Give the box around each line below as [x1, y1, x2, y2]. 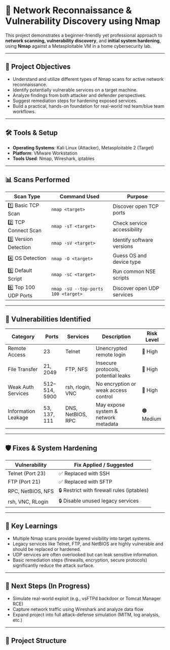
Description [102, 333, 131, 340]
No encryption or [96, 381, 137, 388]
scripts [112, 274, 129, 281]
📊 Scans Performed [5, 175, 70, 184]
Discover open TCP [112, 203, 159, 210]
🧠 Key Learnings [5, 522, 58, 531]
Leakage [8, 414, 29, 421]
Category [11, 333, 35, 340]
